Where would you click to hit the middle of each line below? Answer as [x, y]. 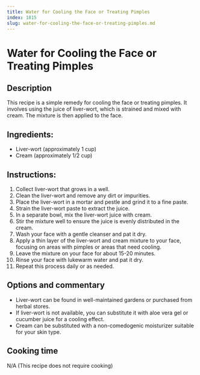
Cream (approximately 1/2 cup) [54, 155]
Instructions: [32, 174]
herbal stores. [33, 306]
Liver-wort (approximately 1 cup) [56, 149]
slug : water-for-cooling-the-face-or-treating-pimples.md [81, 23]
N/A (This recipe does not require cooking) [60, 365]
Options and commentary [56, 285]
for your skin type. [38, 332]
